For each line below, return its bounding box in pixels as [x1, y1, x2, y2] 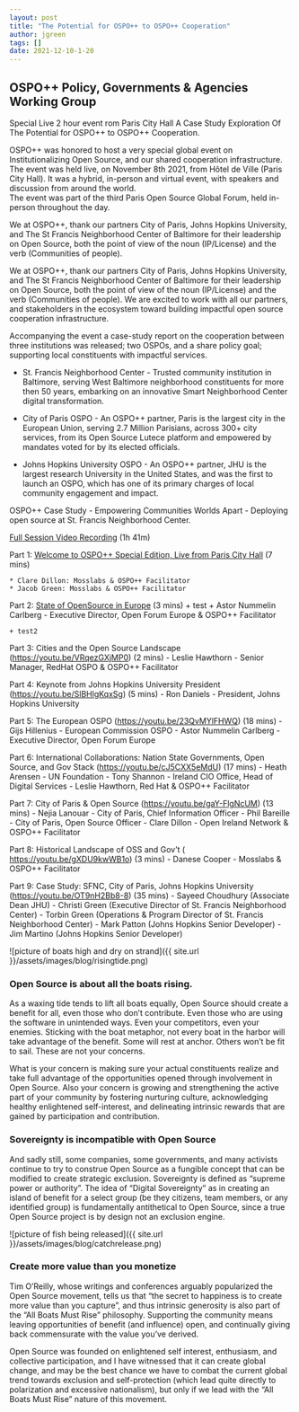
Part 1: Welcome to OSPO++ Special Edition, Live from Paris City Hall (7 [9, 549, 273, 560]
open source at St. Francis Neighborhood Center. [9, 514, 191, 525]
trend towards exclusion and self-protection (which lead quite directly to [9, 1374, 277, 1385]
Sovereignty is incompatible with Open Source [9, 1134, 216, 1146]
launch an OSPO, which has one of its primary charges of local [22, 478, 254, 489]
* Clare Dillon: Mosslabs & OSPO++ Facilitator [9, 576, 191, 585]
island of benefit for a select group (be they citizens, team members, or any [9, 1192, 289, 1203]
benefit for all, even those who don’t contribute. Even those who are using [9, 1008, 283, 1019]
